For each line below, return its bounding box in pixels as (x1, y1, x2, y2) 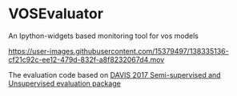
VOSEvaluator (8, 5, 104, 23)
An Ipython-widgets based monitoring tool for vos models (8, 31, 199, 40)
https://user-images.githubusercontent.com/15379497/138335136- (8, 46, 230, 56)
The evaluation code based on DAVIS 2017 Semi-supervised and (8, 70, 222, 79)
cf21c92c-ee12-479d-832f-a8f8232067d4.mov (8, 55, 165, 64)
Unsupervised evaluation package (8, 79, 122, 88)
